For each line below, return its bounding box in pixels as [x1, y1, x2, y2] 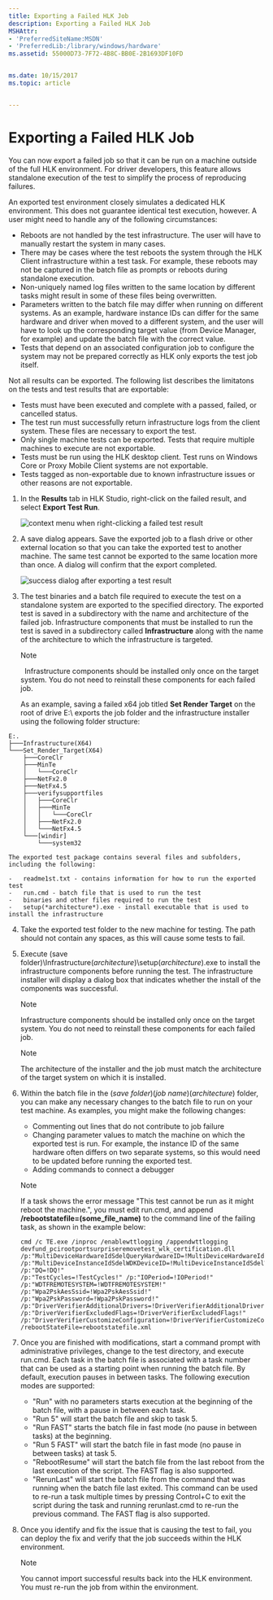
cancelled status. [19, 409, 78, 418]
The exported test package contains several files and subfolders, [8, 853, 242, 861]
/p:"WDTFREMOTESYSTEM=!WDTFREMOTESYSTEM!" [19, 1280, 167, 1288]
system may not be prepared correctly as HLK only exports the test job [19, 351, 258, 361]
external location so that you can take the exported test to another [19, 542, 242, 552]
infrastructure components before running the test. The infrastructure [19, 966, 253, 976]
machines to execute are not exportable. [19, 443, 156, 452]
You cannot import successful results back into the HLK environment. [19, 1573, 253, 1583]
